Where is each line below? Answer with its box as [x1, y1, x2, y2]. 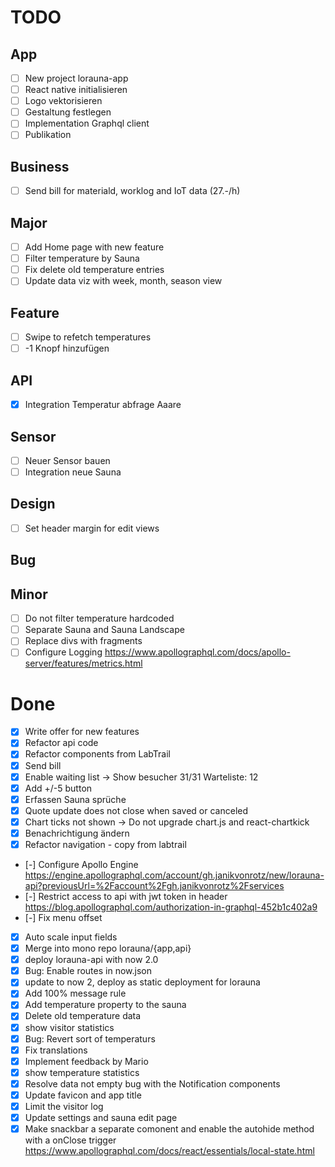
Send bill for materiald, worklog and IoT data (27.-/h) [24, 185, 241, 197]
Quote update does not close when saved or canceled [24, 804, 249, 816]
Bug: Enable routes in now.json [24, 965, 152, 977]
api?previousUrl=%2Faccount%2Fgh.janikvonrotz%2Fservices [24, 880, 285, 892]
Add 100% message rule [24, 987, 127, 1000]
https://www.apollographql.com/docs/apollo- [104, 646, 291, 658]
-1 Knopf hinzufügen [24, 342, 110, 355]
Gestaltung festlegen [24, 106, 112, 118]
